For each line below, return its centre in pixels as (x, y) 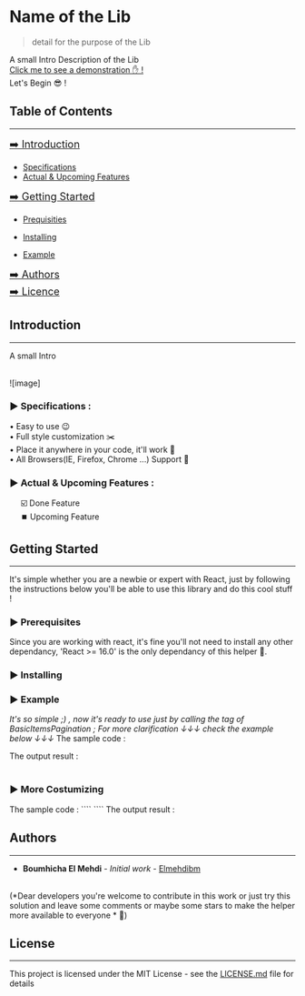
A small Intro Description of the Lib (74, 59)
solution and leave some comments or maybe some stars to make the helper (152, 905)
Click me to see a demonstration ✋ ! (76, 69)
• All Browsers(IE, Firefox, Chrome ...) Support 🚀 (99, 459)
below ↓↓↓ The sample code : (68, 739)
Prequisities (44, 219)
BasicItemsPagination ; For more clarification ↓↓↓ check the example (142, 729)
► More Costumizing (57, 790)
